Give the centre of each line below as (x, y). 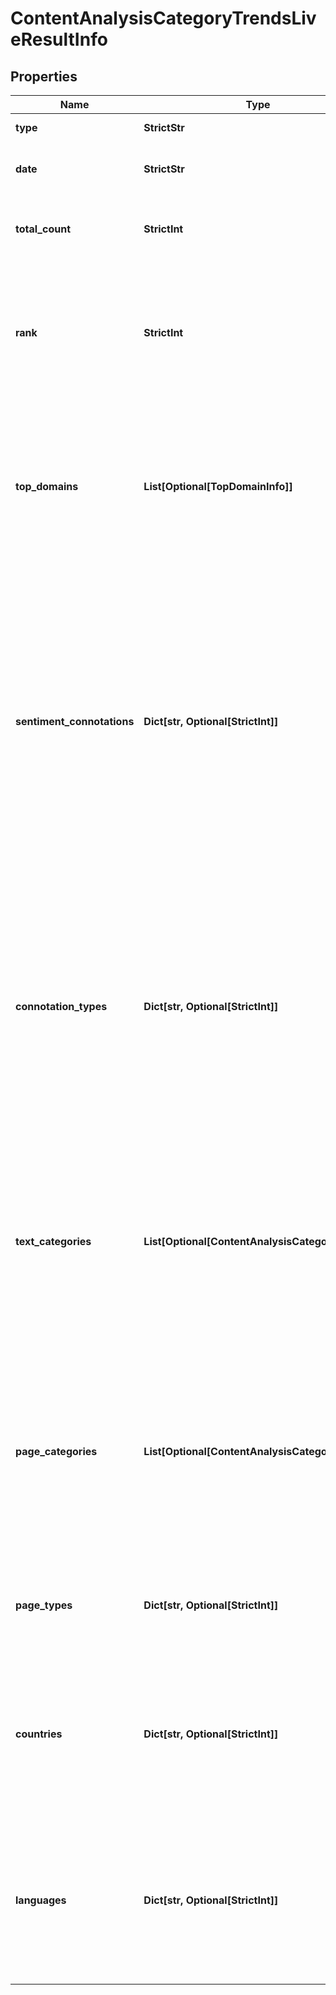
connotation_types (61, 1006)
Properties (44, 76)
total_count (43, 229)
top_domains (47, 486)
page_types (44, 1605)
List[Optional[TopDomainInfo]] (218, 486)
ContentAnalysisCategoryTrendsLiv (163, 18)
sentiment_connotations (75, 721)
